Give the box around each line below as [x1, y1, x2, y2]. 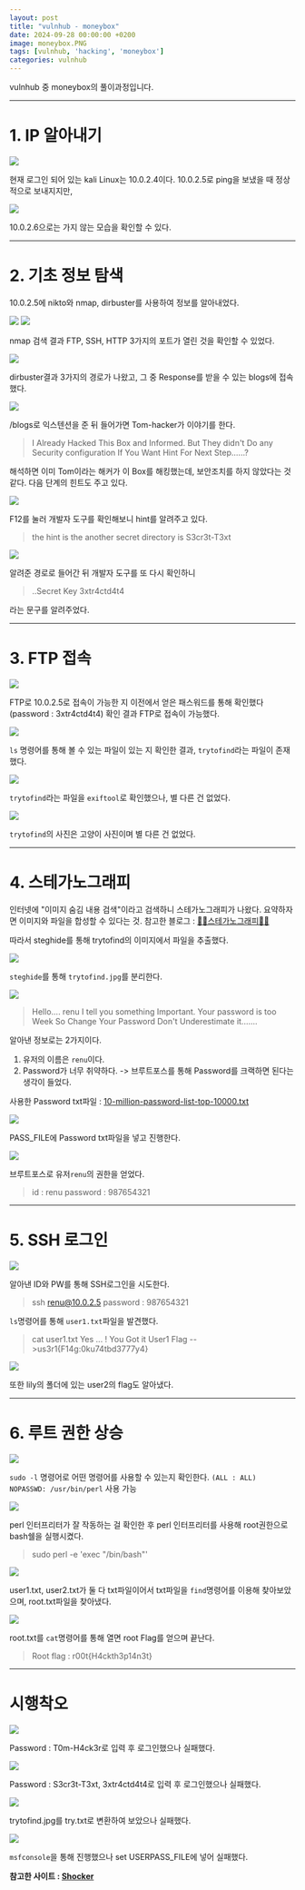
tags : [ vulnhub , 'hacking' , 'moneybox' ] [9, 47, 165, 56]
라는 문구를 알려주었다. [9, 604, 90, 615]
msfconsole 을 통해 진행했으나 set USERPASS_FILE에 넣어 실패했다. [9, 1851, 249, 1862]
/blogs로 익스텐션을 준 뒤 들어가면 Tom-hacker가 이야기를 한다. [9, 419, 236, 430]
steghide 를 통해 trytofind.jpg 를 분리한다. [9, 971, 163, 982]
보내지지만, [33, 185, 74, 196]
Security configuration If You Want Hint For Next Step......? [31, 447, 250, 458]
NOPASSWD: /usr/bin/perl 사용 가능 [9, 1482, 138, 1494]
